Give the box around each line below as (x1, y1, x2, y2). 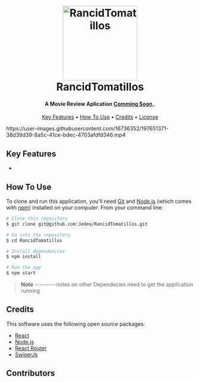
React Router (14, 344, 47, 352)
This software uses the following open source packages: (6, 320, 145, 327)
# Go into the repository (6, 232, 70, 238)
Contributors (6, 368, 55, 378)
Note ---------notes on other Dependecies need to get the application (20, 281, 194, 288)
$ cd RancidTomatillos (6, 238, 63, 244)
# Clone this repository (6, 215, 68, 222)
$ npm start (6, 270, 36, 276)
